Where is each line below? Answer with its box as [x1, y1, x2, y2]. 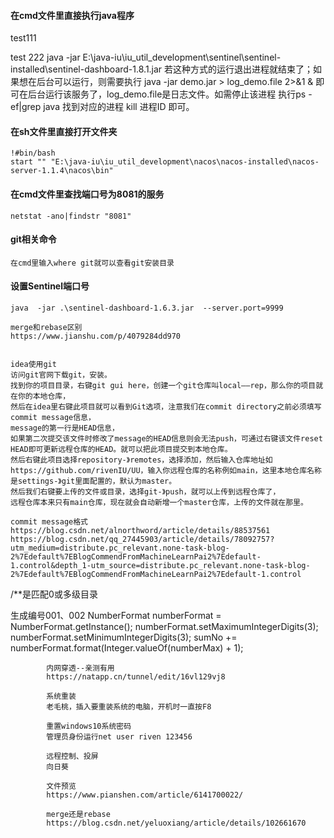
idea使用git [10, 360, 57, 370]
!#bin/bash [10, 148, 56, 159]
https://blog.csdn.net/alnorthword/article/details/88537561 [10, 526, 271, 536]
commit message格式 [10, 517, 89, 527]
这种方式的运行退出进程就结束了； [173, 63, 314, 75]
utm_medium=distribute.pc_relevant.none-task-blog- [10, 543, 230, 554]
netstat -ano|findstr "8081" [10, 211, 132, 221]
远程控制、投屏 [46, 751, 99, 762]
